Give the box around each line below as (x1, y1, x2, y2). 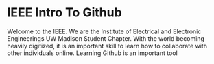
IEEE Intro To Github (7, 5, 122, 20)
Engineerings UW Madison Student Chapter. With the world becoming (7, 34, 204, 42)
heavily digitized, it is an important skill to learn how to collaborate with (7, 42, 208, 50)
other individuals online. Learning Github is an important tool (7, 49, 178, 57)
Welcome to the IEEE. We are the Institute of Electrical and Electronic (7, 27, 202, 35)
